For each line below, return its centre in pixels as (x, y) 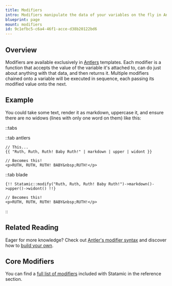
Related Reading (32, 228)
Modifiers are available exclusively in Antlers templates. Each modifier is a (83, 62)
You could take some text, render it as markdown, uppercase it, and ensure (84, 112)
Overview (21, 50)
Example (19, 100)
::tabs (11, 128)
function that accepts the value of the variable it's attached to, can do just (83, 68)
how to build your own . (29, 245)
